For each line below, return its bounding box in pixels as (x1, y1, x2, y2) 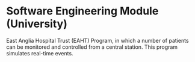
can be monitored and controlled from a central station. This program (6, 43, 178, 51)
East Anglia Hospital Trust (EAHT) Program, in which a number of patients (6, 37, 189, 44)
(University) (6, 17, 67, 31)
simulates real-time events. (6, 49, 73, 57)
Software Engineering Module (6, 4, 159, 18)
